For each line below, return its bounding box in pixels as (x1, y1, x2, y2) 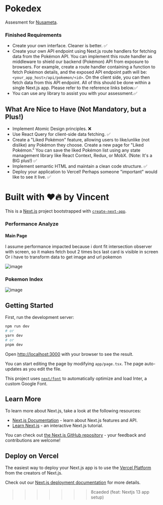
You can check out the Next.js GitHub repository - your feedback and (5, 432, 146, 438)
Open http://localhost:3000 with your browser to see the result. (5, 351, 134, 357)
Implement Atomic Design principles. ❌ (12, 126, 92, 132)
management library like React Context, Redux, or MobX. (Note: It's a (12, 153, 153, 158)
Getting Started (5, 301, 54, 310)
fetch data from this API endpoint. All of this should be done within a (12, 80, 151, 86)
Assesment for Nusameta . (5, 19, 58, 25)
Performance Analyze (5, 220, 59, 227)
